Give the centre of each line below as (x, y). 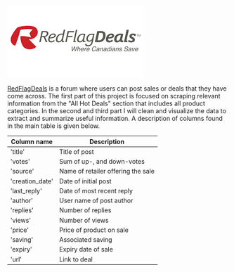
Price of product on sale (94, 230)
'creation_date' (32, 181)
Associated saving (86, 240)
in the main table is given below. (54, 126)
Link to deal (76, 259)
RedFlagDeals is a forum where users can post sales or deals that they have (117, 89)
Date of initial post (85, 181)
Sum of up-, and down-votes (102, 161)
